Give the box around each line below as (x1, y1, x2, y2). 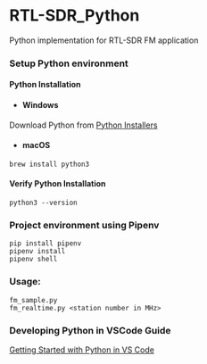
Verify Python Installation (9, 178, 106, 189)
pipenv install (9, 247, 66, 256)
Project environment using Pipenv (9, 219, 160, 231)
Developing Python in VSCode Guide (9, 324, 171, 336)
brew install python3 (9, 160, 90, 169)
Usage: (9, 276, 42, 288)
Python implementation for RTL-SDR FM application (9, 35, 199, 45)
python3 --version (9, 198, 78, 208)
